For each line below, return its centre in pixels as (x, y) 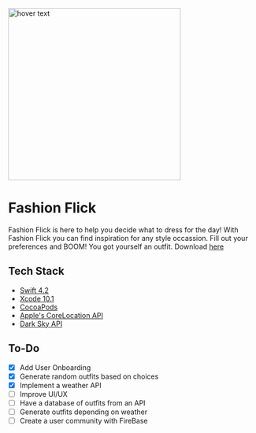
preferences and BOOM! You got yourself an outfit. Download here (116, 246)
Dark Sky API (41, 324)
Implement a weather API (60, 385)
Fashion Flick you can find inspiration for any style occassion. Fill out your (128, 238)
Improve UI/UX (44, 394)
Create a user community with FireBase (83, 420)
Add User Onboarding (55, 367)
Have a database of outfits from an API (82, 403)
